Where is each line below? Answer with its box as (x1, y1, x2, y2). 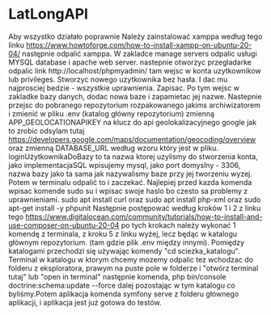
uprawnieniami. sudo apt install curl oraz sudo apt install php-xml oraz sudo (8, 195, 261, 204)
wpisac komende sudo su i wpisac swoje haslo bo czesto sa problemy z (8, 186, 248, 195)
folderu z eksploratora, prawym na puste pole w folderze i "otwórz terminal (8, 263, 259, 273)
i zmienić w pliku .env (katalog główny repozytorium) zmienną (8, 108, 215, 118)
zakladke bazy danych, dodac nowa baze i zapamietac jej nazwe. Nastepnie (8, 91, 262, 101)
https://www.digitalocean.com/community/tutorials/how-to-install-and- (25, 212, 263, 221)
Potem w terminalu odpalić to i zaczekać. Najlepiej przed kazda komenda (8, 177, 252, 187)
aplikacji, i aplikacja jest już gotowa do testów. (8, 297, 162, 307)
